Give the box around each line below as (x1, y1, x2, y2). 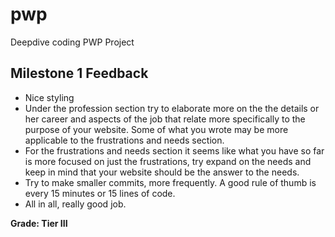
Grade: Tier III (10, 217, 68, 229)
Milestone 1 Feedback (10, 65, 149, 82)
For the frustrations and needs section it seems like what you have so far (24, 144, 325, 157)
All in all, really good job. (24, 198, 127, 210)
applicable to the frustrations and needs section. (24, 134, 225, 146)
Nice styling (24, 91, 75, 103)
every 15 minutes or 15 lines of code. (24, 187, 176, 199)
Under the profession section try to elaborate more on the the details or (24, 102, 320, 114)
